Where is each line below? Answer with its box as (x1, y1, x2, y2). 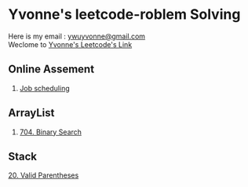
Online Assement (8, 63, 95, 76)
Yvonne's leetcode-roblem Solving (8, 5, 241, 24)
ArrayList (8, 106, 55, 119)
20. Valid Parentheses (8, 170, 79, 180)
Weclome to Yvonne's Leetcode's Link (8, 39, 133, 49)
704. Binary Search (19, 127, 82, 137)
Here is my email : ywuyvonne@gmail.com (8, 31, 146, 41)
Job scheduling (19, 83, 71, 93)
